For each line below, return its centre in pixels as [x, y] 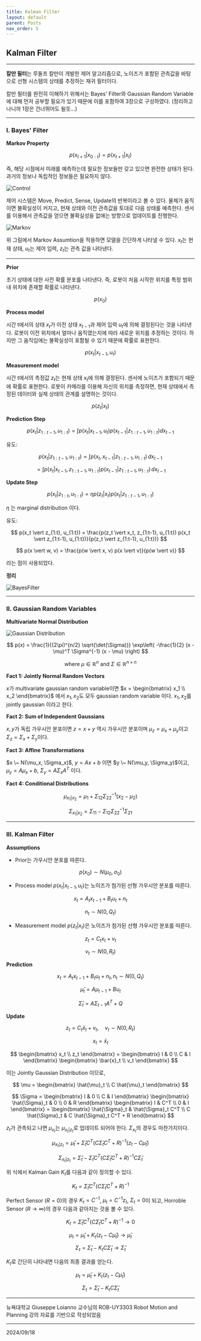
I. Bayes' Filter [28, 130]
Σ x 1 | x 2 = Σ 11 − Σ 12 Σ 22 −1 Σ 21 [100, 812]
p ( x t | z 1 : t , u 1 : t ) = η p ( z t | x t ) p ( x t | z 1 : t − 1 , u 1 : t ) [100, 495]
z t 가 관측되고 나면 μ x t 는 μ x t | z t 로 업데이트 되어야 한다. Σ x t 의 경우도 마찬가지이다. [98, 1129]
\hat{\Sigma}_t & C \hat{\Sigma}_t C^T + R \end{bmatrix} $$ [100, 1115]
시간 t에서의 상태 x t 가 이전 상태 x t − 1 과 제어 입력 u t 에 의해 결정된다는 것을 [91, 325]
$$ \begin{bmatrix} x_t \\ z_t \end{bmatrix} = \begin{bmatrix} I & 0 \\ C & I [100, 1054]
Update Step [22, 483]
